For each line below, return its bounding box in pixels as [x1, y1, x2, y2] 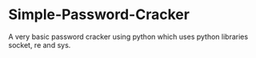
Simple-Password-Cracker [8, 6, 190, 24]
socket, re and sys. [8, 40, 71, 49]
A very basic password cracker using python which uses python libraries [8, 32, 249, 41]
